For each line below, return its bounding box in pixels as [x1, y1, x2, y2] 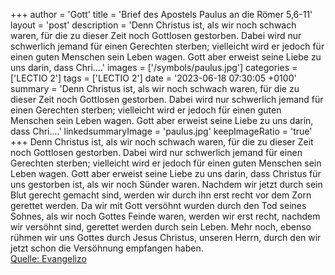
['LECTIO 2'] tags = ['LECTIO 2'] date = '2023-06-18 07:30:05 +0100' [10, 72, 297, 84]
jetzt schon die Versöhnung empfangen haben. [10, 242, 204, 254]
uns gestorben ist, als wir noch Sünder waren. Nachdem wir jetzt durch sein [10, 179, 323, 190]
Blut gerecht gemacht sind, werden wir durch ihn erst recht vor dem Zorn [10, 189, 312, 201]
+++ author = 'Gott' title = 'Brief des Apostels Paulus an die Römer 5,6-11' [10, 9, 313, 20]
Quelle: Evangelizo [10, 253, 87, 264]
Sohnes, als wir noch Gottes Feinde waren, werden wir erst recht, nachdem [10, 210, 321, 222]
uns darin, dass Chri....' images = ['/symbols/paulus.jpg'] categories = [10, 62, 298, 73]
